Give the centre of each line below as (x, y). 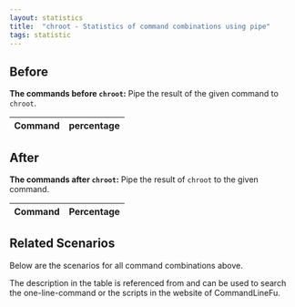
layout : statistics (46, 18)
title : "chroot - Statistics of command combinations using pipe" (140, 26)
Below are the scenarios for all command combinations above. (126, 265)
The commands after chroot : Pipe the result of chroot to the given (134, 179)
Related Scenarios (62, 244)
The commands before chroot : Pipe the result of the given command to (144, 94)
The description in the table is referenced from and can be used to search (148, 282)
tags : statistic (40, 35)
